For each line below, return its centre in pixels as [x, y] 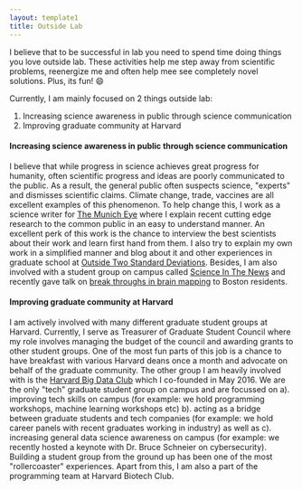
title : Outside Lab [46, 26]
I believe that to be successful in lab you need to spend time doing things [146, 52]
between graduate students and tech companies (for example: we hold [142, 418]
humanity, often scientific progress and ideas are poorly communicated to [147, 175]
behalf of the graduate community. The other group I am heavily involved [146, 370]
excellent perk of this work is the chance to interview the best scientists [143, 233]
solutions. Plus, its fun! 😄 [57, 80]
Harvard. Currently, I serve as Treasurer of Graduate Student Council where [150, 332]
